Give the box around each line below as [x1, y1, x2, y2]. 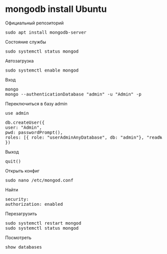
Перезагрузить [5, 210, 37, 217]
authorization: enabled [5, 201, 63, 207]
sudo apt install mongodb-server [5, 29, 87, 35]
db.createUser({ [5, 119, 45, 125]
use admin [5, 110, 29, 116]
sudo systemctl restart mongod [5, 220, 82, 226]
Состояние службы [5, 39, 46, 45]
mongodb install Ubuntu [5, 3, 107, 15]
